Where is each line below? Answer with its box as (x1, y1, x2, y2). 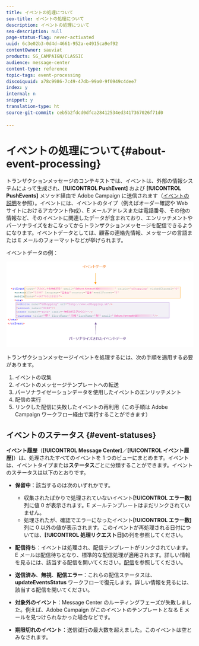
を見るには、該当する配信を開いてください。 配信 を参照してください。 (14, 559, 187, 566)
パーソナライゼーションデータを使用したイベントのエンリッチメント (14, 389, 182, 396)
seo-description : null (6, 28, 62, 34)
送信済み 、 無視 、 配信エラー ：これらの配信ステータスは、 (14, 571, 156, 578)
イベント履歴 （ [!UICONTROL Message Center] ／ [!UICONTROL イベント (6, 447, 184, 454)
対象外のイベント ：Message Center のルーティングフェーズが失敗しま (14, 599, 187, 606)
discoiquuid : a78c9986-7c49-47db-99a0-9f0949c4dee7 (6, 78, 137, 84)
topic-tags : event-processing (6, 72, 81, 78)
